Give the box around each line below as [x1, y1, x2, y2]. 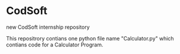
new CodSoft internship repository [6, 23, 90, 31]
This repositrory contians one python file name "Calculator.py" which [6, 35, 174, 42]
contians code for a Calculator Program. [6, 41, 103, 48]
